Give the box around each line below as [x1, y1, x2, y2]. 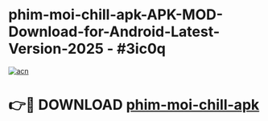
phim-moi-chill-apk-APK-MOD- [8, 6, 224, 24]
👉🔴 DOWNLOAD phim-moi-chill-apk [8, 96, 260, 114]
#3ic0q [116, 40, 167, 58]
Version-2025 [8, 40, 105, 58]
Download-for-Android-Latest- [8, 22, 221, 41]
